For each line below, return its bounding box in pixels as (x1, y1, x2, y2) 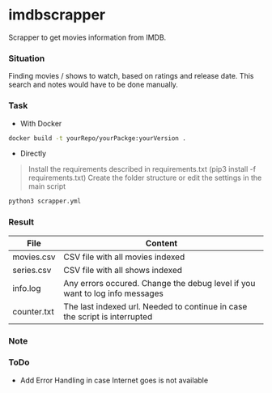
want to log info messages (63, 288, 164, 299)
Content (145, 237, 178, 249)
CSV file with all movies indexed (63, 251, 185, 263)
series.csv (12, 264, 52, 276)
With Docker (19, 118, 62, 128)
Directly (19, 148, 47, 159)
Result (8, 216, 35, 228)
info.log (12, 282, 41, 293)
